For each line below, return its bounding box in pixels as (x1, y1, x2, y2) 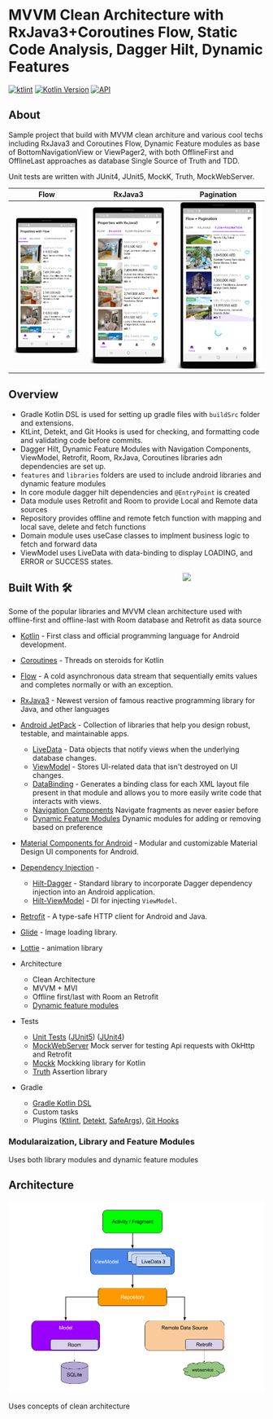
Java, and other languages (19, 705, 110, 714)
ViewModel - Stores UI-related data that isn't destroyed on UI (32, 762, 238, 771)
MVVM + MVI (32, 983, 78, 993)
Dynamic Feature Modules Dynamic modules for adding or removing (32, 814, 262, 824)
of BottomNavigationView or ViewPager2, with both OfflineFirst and (8, 147, 234, 156)
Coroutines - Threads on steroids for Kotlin (19, 656, 164, 666)
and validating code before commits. (19, 435, 144, 445)
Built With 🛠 (8, 581, 73, 595)
